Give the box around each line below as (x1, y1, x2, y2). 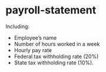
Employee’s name (14, 34, 57, 41)
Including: (5, 23, 30, 30)
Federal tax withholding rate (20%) (14, 53, 99, 60)
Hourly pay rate (14, 46, 52, 53)
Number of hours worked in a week (14, 40, 100, 47)
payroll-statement (5, 4, 97, 17)
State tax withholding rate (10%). (14, 59, 94, 66)
